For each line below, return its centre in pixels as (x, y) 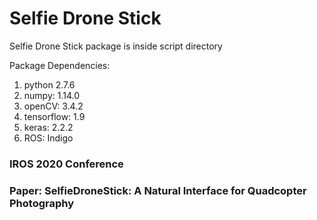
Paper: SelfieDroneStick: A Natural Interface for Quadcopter (158, 190)
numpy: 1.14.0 (52, 95)
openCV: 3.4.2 (53, 106)
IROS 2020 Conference (66, 164)
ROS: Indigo (48, 138)
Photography (42, 203)
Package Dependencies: (60, 65)
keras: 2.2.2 (48, 127)
